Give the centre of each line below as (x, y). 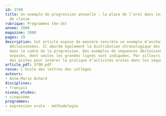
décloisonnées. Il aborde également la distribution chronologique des (85, 46)
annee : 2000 (17, 28)
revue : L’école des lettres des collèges (48, 70)
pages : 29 (15, 38)
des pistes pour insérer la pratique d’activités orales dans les (79, 60)
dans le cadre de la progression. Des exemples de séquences (74, 51)
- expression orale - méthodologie (42, 106)
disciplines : (19, 83)
